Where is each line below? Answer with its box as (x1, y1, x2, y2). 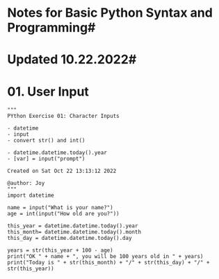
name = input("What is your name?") (7, 204, 113, 211)
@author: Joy (7, 180, 45, 187)
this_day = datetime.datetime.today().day (7, 235, 132, 242)
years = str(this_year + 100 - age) (7, 247, 113, 254)
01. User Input (7, 84, 89, 99)
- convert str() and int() (7, 137, 86, 144)
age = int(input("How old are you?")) (7, 211, 120, 218)
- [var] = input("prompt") (7, 156, 86, 163)
